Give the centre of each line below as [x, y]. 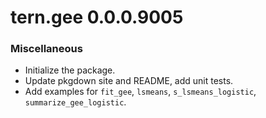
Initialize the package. [70, 70]
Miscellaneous [46, 49]
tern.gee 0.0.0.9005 [97, 17]
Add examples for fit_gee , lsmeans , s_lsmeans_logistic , [140, 92]
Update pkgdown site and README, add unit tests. [129, 81]
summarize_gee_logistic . [75, 102]
